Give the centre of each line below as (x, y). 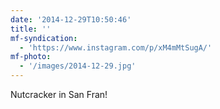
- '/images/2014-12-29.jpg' (78, 66)
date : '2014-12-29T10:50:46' (71, 19)
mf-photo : (31, 57)
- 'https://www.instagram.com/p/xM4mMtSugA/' (116, 47)
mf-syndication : (44, 38)
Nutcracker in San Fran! (59, 94)
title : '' (31, 29)
